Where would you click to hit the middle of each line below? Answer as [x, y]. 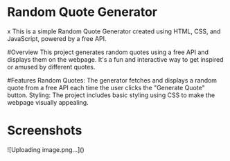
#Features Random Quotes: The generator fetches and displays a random [112, 80]
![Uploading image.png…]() [46, 149]
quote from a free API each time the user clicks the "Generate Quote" [106, 87]
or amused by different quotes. [51, 67]
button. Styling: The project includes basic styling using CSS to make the [111, 95]
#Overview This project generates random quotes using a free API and [108, 52]
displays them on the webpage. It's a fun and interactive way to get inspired [115, 59]
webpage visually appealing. [48, 102]
